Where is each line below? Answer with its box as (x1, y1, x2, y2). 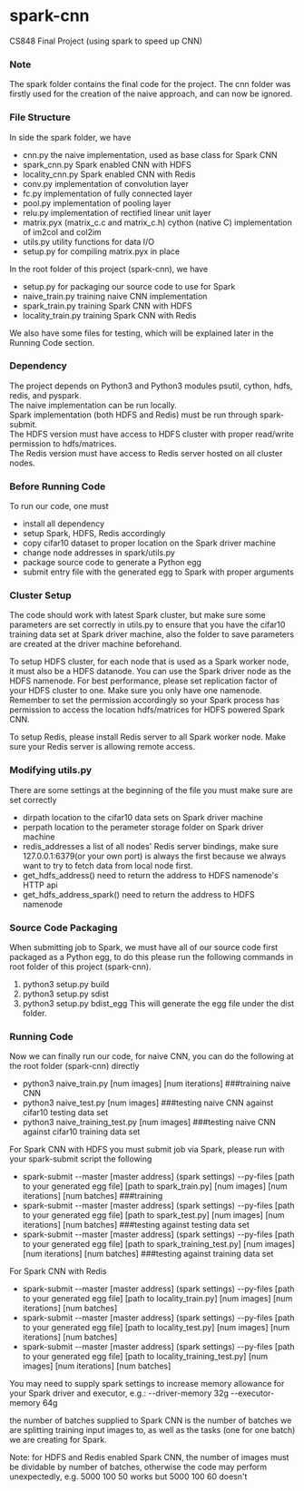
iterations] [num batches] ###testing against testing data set (22, 1220, 250, 1231)
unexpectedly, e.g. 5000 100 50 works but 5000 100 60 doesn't (9, 1471, 248, 1482)
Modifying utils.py (9, 764, 93, 777)
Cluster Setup (9, 589, 72, 602)
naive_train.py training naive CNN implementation (22, 290, 208, 301)
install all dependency (22, 518, 104, 529)
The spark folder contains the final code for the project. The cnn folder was (9, 79, 291, 90)
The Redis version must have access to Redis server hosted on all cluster (9, 447, 283, 458)
